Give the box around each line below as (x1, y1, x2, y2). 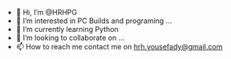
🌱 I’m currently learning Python (15, 25, 119, 33)
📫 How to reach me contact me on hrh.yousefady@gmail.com (15, 42, 223, 51)
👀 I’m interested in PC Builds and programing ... (15, 16, 172, 26)
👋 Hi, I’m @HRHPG (15, 8, 78, 17)
